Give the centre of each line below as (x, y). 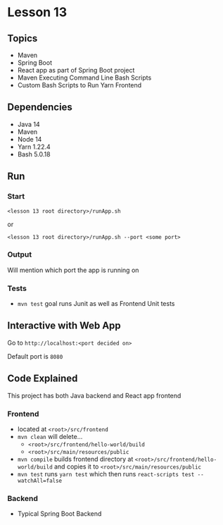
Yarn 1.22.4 (34, 147)
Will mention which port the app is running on (73, 270)
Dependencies (40, 107)
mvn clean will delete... (50, 437)
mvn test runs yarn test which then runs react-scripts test (106, 474)
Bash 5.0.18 (34, 154)
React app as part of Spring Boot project (76, 70)
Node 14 (30, 139)
